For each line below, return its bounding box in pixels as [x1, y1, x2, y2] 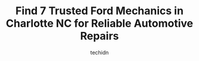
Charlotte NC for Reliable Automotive [5, 17, 194, 30]
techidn [90, 49, 109, 56]
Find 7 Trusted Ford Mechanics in [15, 4, 184, 18]
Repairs [80, 30, 119, 43]
